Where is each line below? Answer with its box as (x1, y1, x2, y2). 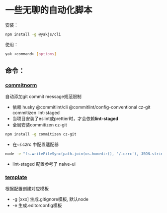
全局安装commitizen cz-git (12, 122, 67, 128)
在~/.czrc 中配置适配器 (12, 141, 59, 147)
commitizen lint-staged (12, 110, 60, 116)
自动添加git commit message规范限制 (5, 94, 82, 100)
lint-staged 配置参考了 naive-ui (12, 161, 76, 167)
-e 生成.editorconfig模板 (12, 203, 62, 209)
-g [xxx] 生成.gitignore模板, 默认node (12, 196, 88, 202)
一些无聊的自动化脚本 (5, 4, 93, 16)
